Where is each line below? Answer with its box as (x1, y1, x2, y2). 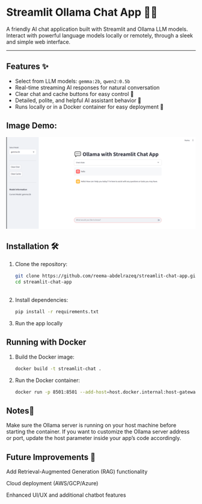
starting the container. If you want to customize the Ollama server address (6, 428, 190, 435)
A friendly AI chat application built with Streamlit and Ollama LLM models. (6, 25, 188, 33)
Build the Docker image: (14, 353, 75, 360)
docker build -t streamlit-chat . (14, 365, 102, 372)
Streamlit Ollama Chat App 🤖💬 (6, 5, 158, 19)
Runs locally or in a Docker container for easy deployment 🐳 (14, 103, 164, 110)
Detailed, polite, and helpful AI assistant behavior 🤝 (14, 97, 142, 104)
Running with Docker (6, 337, 87, 348)
